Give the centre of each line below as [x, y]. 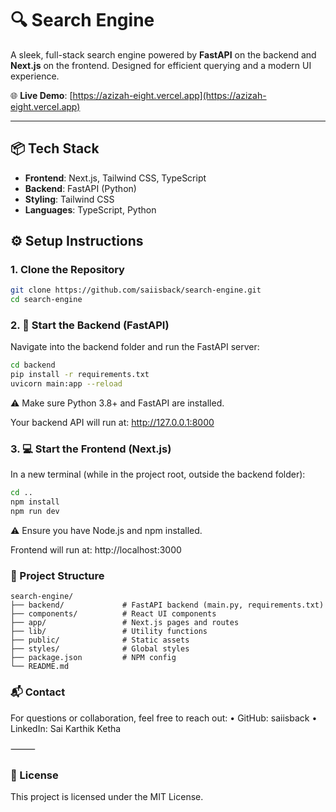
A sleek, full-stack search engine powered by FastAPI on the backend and [163, 54]
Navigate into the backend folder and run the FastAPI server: [135, 347]
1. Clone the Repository [67, 270]
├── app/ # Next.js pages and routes [125, 623]
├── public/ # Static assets [100, 640]
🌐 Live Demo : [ [41, 95]
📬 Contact [38, 692]
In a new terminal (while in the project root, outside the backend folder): [158, 474]
